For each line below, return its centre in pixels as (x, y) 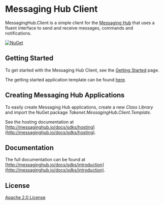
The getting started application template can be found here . (66, 79)
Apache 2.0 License (25, 198)
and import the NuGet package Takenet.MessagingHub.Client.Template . (78, 112)
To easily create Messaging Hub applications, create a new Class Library (79, 107)
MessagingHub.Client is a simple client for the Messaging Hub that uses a (80, 23)
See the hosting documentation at (39, 122)
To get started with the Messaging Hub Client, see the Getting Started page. (82, 70)
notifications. (18, 33)
